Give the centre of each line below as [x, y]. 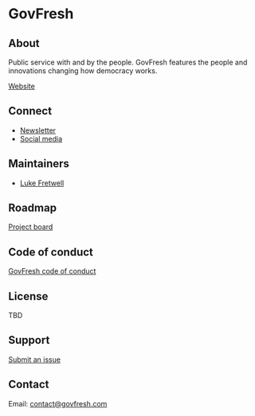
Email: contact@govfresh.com [58, 403]
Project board [31, 227]
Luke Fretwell [42, 183]
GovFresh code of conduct [52, 271]
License [28, 296]
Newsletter [38, 130]
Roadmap [33, 208]
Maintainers [39, 164]
